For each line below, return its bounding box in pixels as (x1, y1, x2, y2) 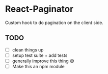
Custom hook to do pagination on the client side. (5, 20, 104, 25)
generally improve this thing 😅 (12, 58, 75, 64)
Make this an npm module (12, 63, 65, 69)
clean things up (12, 47, 44, 52)
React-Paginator (5, 3, 74, 15)
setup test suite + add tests (12, 52, 68, 58)
